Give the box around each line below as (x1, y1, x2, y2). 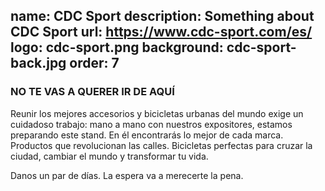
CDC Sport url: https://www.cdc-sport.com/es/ (10, 24, 313, 41)
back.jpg (10, 55, 67, 72)
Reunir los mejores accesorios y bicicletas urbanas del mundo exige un (10, 107, 304, 119)
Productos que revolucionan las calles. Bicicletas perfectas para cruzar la (10, 139, 313, 151)
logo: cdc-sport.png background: (10, 39, 224, 56)
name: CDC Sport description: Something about (10, 8, 315, 25)
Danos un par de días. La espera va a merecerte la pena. (10, 169, 244, 181)
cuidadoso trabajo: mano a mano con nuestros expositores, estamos (10, 118, 293, 130)
